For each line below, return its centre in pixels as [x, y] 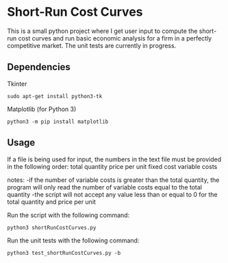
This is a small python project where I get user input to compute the [102, 31]
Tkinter [17, 84]
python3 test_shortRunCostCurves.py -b [64, 253]
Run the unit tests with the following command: [73, 240]
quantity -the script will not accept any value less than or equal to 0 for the [112, 194]
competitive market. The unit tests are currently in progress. [92, 45]
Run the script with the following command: [68, 215]
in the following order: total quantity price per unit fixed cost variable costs [112, 166]
